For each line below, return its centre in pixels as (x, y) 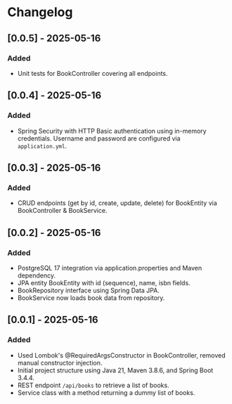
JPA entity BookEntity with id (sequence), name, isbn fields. (104, 282)
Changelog (40, 12)
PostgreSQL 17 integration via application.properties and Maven (110, 268)
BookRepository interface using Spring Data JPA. (88, 290)
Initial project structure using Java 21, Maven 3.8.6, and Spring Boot (115, 370)
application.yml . (42, 145)
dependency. (37, 275)
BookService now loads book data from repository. (91, 298)
